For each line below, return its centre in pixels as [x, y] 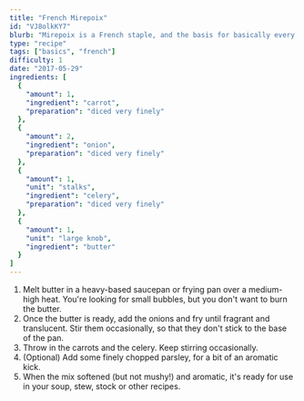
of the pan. [43, 338]
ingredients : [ [38, 77]
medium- [266, 289]
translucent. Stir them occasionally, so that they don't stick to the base [155, 328]
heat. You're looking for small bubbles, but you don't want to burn [165, 299]
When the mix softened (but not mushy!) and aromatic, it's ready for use [158, 376]
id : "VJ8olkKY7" [40, 26]
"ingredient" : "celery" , [73, 196]
